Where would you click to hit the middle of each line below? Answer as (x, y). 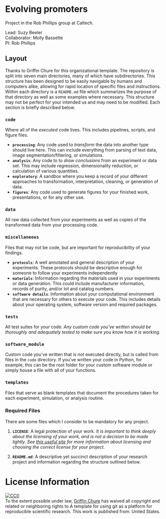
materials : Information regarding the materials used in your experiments (86, 278)
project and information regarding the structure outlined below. (77, 461)
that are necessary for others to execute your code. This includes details (86, 299)
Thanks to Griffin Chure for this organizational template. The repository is (80, 70)
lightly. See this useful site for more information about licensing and (82, 442)
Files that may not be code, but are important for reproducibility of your (78, 247)
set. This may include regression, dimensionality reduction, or (75, 166)
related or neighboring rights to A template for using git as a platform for (79, 506)
